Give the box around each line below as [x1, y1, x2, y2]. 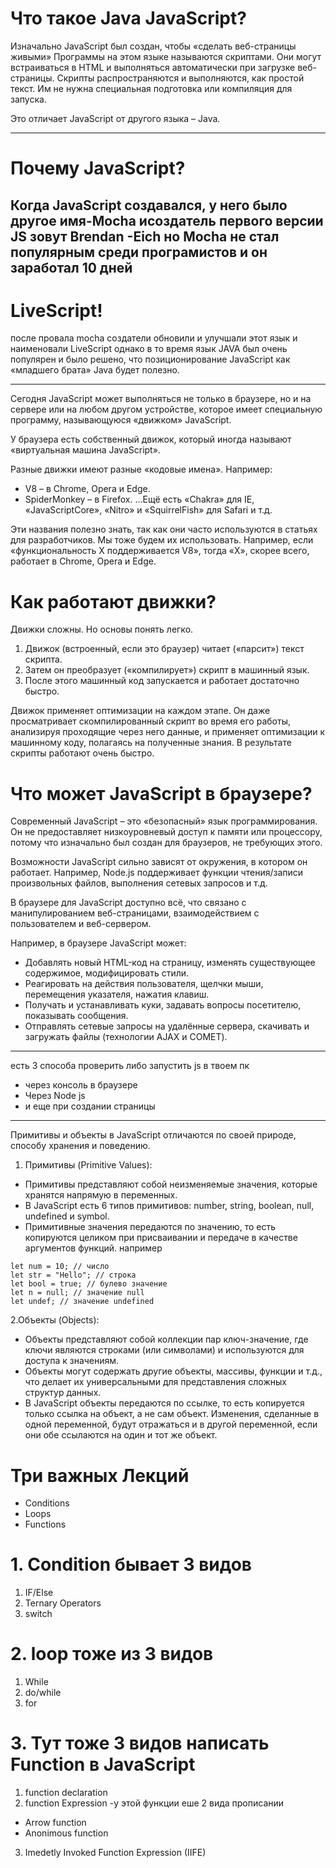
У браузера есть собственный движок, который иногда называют [10, 433, 292, 446]
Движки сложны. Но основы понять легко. [10, 623, 194, 636]
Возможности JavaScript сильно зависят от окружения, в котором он [10, 856, 308, 868]
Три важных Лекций [10, 1464, 190, 1487]
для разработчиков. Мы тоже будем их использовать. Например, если [10, 534, 314, 546]
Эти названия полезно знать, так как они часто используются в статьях [10, 523, 318, 536]
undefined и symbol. [24, 1210, 110, 1222]
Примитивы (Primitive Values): [24, 1159, 153, 1171]
